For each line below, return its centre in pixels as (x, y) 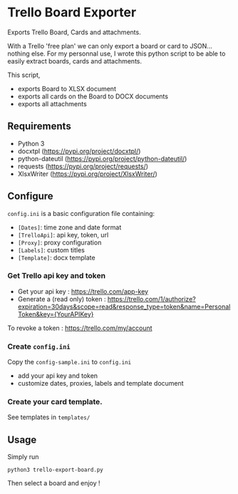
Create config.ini (39, 346)
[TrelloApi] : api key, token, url (63, 235)
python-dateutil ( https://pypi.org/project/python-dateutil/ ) (102, 158)
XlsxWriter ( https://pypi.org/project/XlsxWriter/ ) (88, 174)
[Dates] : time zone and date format (69, 227)
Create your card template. (55, 402)
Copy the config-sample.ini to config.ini (69, 362)
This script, (24, 75)
